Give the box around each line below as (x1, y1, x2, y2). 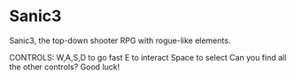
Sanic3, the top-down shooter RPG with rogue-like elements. (9, 35, 231, 46)
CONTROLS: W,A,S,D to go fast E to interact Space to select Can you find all (9, 52, 287, 62)
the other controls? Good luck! (9, 61, 120, 72)
